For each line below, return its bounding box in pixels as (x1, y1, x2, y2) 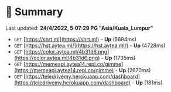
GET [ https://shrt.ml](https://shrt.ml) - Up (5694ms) (13, 36, 137, 43)
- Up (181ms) (132, 79, 163, 86)
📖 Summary (5, 5, 63, 19)
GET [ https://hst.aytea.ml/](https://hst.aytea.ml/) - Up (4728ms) (13, 42, 166, 49)
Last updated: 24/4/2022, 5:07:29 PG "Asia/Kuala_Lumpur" (5, 24, 153, 31)
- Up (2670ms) (115, 66, 151, 73)
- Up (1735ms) (101, 54, 136, 61)
